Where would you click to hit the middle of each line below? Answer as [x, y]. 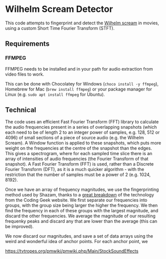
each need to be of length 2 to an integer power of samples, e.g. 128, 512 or [83, 132]
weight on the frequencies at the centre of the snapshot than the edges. [79, 148]
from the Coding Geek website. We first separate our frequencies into [76, 200]
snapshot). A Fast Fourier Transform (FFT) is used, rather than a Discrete [80, 164]
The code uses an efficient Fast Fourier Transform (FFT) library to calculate [82, 122]
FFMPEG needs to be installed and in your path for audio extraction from [79, 69]
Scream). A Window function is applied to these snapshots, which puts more [83, 143]
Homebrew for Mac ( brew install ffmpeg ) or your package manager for [79, 89]
